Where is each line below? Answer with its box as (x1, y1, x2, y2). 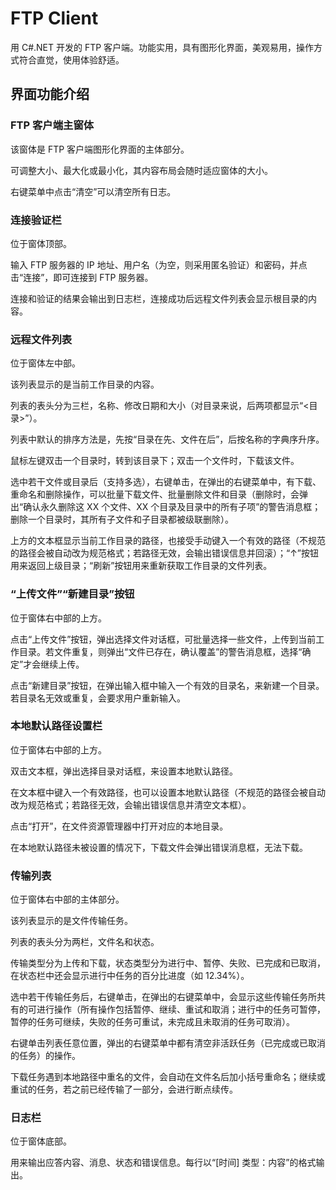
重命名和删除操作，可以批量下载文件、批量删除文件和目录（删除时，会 (10, 488, 300, 501)
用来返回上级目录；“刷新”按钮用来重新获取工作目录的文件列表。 (10, 560, 273, 572)
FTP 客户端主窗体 (10, 118, 95, 132)
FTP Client (10, 7, 99, 30)
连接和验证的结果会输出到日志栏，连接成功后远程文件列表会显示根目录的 (10, 292, 308, 304)
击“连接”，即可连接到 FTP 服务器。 (10, 271, 154, 283)
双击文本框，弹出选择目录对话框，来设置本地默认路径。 (10, 765, 238, 777)
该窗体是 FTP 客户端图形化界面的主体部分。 (10, 143, 190, 155)
